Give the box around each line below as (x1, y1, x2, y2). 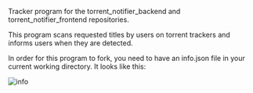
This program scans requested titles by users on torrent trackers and (8, 30, 231, 39)
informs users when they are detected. (8, 38, 133, 48)
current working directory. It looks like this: (8, 62, 146, 71)
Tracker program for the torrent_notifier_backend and (8, 7, 181, 16)
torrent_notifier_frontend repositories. (8, 15, 129, 24)
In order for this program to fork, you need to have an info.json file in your (8, 54, 245, 63)
